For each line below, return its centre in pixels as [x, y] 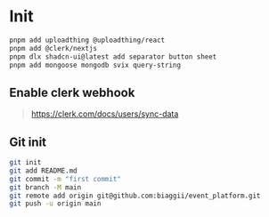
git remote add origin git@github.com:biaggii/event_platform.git [135, 196]
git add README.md [43, 171]
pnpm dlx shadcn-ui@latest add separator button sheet [113, 56]
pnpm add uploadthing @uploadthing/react [87, 40]
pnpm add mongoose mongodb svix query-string [95, 65]
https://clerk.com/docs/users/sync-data [105, 114]
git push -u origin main [55, 204]
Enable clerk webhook [72, 92]
